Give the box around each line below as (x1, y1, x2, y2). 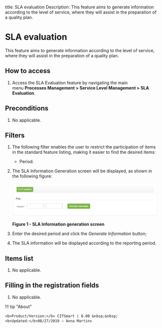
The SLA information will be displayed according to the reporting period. (12, 240, 157, 246)
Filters (5, 131, 25, 139)
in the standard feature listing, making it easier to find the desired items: (12, 149, 156, 155)
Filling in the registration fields (5, 281, 99, 290)
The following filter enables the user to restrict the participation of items (12, 144, 156, 150)
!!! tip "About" (5, 304, 32, 310)
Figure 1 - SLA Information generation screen (12, 221, 105, 227)
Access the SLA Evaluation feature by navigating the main (12, 80, 128, 86)
